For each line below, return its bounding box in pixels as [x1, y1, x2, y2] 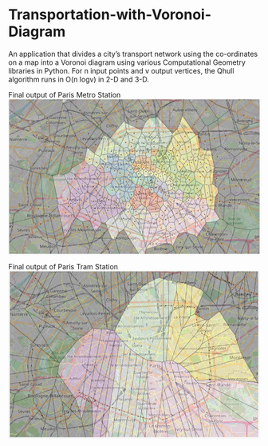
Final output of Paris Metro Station [8, 90, 121, 99]
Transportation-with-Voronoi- [8, 6, 211, 24]
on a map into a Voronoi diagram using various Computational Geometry [8, 58, 246, 67]
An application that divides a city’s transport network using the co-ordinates [8, 49, 258, 58]
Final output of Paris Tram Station [8, 262, 118, 272]
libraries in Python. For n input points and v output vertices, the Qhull [8, 66, 235, 75]
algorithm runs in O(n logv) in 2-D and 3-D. [8, 74, 150, 84]
